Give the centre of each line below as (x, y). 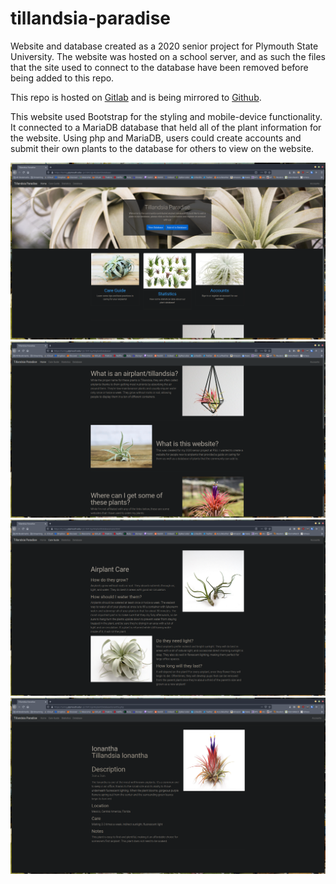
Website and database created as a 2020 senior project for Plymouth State (164, 46)
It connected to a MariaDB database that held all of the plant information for (166, 127)
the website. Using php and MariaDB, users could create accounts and (156, 138)
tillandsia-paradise (91, 18)
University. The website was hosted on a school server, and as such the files (168, 56)
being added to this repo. (62, 78)
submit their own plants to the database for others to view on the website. (162, 148)
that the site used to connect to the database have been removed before (159, 67)
